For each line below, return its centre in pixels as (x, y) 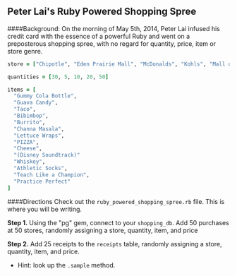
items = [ (22, 90)
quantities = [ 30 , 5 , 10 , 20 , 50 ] (58, 77)
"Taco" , (25, 109)
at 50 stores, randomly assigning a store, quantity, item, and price (103, 230)
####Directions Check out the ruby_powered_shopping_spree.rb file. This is (116, 201)
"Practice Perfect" (42, 181)
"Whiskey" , (30, 162)
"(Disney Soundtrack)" (47, 155)
